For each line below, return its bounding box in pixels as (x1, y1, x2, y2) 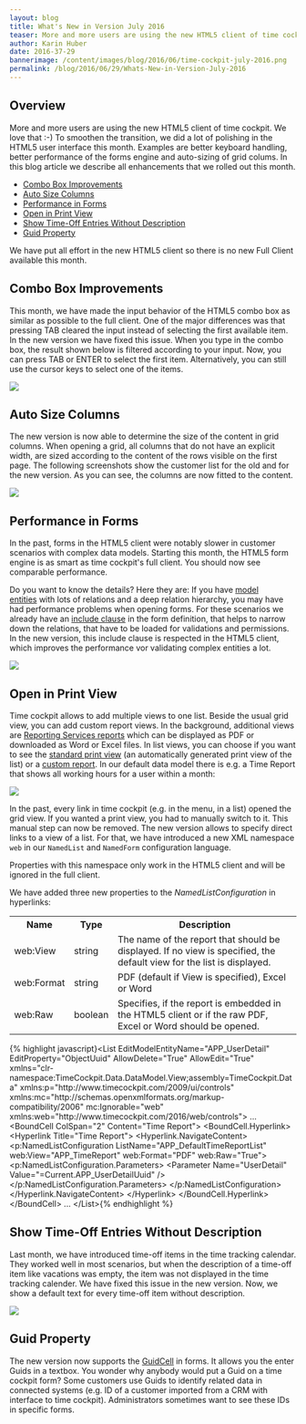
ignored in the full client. (9, 868, 100, 880)
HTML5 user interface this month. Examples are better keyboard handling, (9, 141, 288, 152)
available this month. (9, 255, 87, 265)
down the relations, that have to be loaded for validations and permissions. (9, 623, 290, 634)
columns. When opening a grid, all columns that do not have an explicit (9, 441, 276, 452)
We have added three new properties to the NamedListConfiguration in (9, 887, 276, 898)
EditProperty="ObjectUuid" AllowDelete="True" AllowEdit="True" (9, 1053, 255, 1064)
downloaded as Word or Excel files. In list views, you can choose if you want (9, 739, 296, 750)
